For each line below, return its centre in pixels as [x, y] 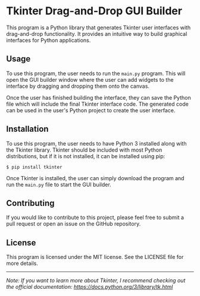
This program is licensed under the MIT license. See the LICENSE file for [95, 257]
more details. [22, 263]
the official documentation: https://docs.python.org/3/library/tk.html [90, 287]
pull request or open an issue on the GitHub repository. [74, 224]
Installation [27, 129]
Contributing [30, 203]
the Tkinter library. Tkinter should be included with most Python [84, 150]
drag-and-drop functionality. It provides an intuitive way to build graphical [97, 33]
